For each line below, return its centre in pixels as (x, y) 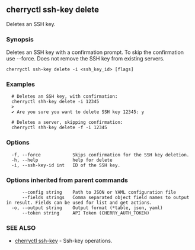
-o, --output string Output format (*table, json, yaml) (87, 208)
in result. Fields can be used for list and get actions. (79, 203)
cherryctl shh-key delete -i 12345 (55, 102)
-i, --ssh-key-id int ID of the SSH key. (66, 165)
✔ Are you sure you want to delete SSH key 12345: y (78, 112)
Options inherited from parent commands (67, 180)
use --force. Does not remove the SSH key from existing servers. (85, 59)
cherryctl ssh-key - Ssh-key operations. (63, 241)
